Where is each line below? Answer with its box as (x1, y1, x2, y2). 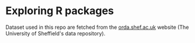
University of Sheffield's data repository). (5, 29, 106, 37)
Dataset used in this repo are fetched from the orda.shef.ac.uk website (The (5, 24, 189, 31)
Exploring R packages (5, 4, 114, 18)
